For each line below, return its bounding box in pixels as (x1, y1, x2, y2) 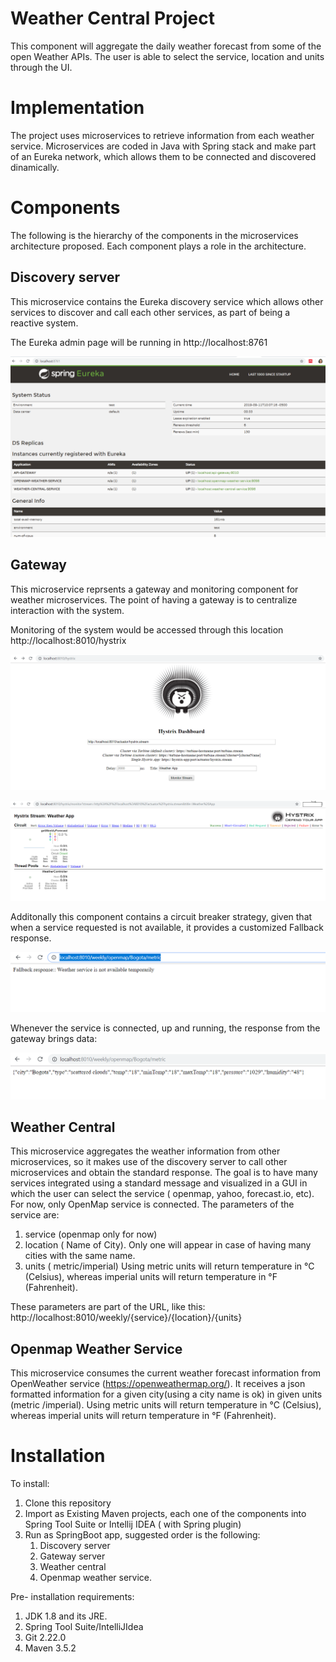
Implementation (10, 97, 145, 119)
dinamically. (10, 161, 60, 173)
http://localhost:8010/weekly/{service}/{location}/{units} (10, 1312, 243, 1324)
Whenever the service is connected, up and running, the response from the (10, 1022, 321, 1034)
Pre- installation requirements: (10, 1591, 135, 1603)
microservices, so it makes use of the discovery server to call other (10, 1156, 288, 1168)
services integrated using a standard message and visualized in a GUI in (10, 1177, 308, 1189)
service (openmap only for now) (24, 1228, 158, 1241)
